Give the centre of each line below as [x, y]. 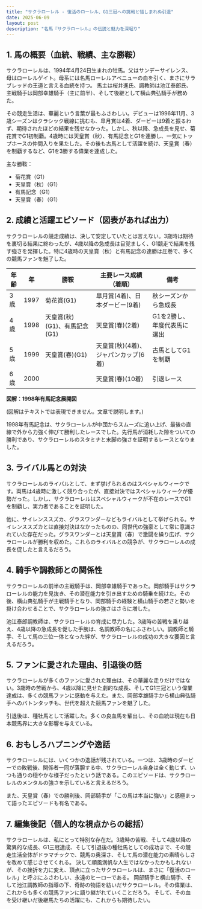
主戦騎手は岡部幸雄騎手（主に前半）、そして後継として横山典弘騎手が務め [97, 93]
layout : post [23, 23]
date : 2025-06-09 [28, 18]
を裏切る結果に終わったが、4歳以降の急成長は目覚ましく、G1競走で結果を [98, 243]
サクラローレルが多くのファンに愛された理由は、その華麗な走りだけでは [96, 681]
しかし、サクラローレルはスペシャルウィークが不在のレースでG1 [112, 498]
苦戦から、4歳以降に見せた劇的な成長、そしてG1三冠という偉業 [114, 688]
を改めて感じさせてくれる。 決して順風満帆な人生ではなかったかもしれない [99, 862]
